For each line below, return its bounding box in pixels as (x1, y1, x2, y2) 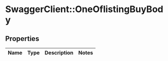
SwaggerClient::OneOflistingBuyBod (5, 4, 163, 15)
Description (45, 49, 73, 56)
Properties (5, 34, 39, 43)
